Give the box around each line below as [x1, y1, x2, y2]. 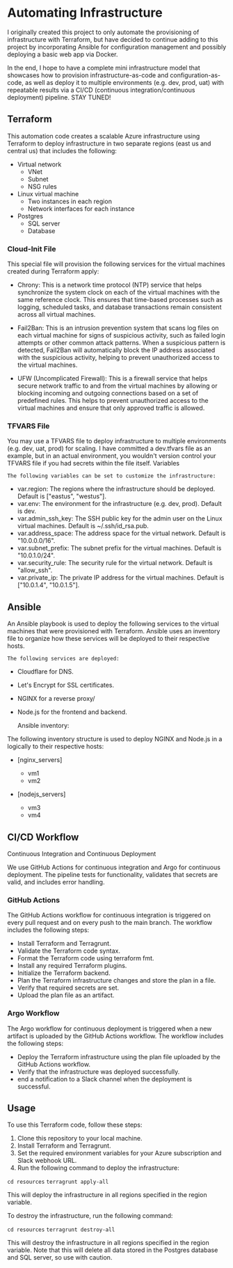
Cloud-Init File [7, 244, 57, 253]
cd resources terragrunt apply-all [7, 1178, 109, 1186]
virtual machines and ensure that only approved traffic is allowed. [17, 404, 205, 412]
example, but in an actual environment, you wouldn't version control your [7, 452, 217, 460]
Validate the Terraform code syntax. [17, 946, 120, 955]
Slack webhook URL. [17, 1157, 77, 1165]
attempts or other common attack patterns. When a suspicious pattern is [17, 339, 226, 347]
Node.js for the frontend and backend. [17, 708, 127, 716]
